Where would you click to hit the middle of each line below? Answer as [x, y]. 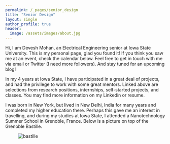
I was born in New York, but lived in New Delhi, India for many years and [81, 105]
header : [13, 29]
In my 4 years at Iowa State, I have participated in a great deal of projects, [82, 79]
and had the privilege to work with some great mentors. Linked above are [82, 84]
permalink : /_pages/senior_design [42, 10]
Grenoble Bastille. [24, 126]
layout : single [21, 19]
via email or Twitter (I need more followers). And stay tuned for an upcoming [85, 64]
